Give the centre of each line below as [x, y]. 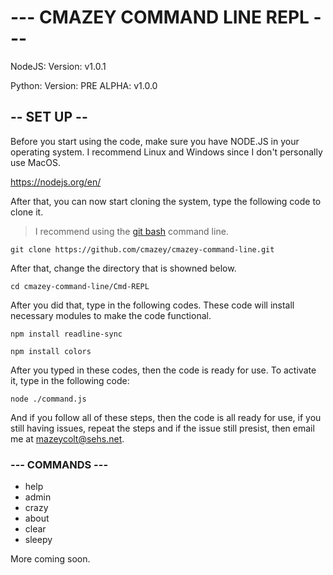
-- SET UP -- [49, 117]
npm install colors [51, 351]
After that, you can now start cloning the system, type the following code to [166, 201]
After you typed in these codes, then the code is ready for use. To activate [163, 370]
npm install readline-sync [66, 334]
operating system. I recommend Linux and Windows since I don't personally [166, 152]
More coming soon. [50, 559]
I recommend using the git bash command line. [131, 231]
